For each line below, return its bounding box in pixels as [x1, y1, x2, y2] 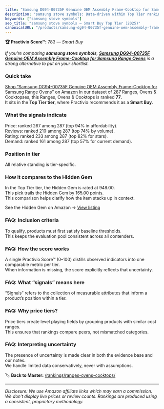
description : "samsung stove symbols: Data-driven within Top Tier [5, 12, 145, 17]
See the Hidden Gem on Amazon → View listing [5, 204, 101, 210]
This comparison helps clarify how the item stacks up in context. [5, 195, 135, 201]
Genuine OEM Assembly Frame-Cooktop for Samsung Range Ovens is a [5, 56, 154, 61]
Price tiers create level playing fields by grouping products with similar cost [5, 318, 157, 325]
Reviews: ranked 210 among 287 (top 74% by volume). [5, 128, 115, 134]
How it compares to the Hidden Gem [5, 174, 93, 181]
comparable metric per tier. [5, 262, 60, 267]
